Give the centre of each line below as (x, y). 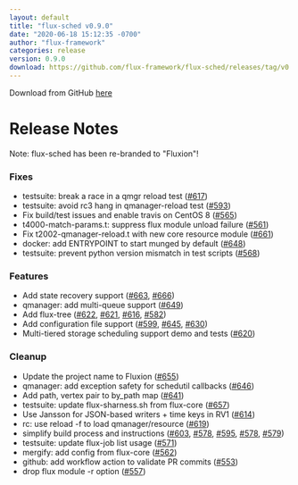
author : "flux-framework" (57, 42)
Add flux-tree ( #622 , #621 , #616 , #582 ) (94, 314)
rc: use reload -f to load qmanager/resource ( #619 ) (116, 423)
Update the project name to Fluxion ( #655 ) (101, 376)
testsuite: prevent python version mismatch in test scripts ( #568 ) (141, 253)
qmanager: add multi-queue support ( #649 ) (103, 305)
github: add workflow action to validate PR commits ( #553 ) (130, 462)
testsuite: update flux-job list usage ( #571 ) (99, 442)
